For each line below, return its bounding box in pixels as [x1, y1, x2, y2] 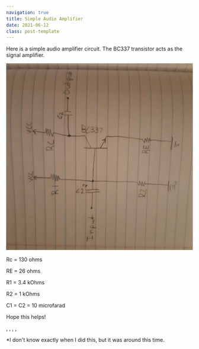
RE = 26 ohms [6, 267, 41, 275]
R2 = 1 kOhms [6, 290, 40, 297]
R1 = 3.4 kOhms [6, 279, 45, 286]
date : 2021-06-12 [6, 22, 49, 28]
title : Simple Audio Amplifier [6, 15, 84, 22]
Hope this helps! [6, 313, 46, 321]
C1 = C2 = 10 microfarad [6, 302, 66, 309]
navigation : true [6, 9, 49, 15]
